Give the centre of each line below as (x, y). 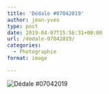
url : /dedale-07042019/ (41, 39)
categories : (24, 45)
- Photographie (35, 52)
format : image (27, 58)
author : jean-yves (33, 20)
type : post (23, 26)
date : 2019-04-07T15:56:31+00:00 (55, 33)
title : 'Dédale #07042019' (46, 13)
